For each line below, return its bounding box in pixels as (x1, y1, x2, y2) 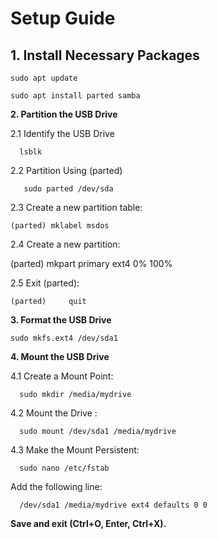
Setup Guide (10, 7, 116, 30)
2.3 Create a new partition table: (10, 202, 143, 213)
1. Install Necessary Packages (10, 47, 200, 64)
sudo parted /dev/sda (23, 184, 114, 194)
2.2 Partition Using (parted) (10, 165, 123, 176)
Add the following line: (10, 481, 103, 492)
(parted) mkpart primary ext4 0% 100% (10, 258, 173, 269)
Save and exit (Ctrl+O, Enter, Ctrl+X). (10, 518, 167, 529)
